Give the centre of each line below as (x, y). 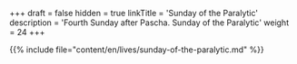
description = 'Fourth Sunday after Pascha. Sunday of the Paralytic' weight (149, 23)
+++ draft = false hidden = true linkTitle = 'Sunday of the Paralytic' (134, 13)
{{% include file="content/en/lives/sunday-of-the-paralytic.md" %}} (137, 50)
